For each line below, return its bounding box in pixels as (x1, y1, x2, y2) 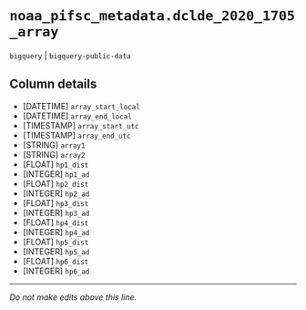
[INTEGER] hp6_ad (22, 265, 90, 276)
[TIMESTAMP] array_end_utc (22, 129, 131, 140)
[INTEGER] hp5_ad (22, 245, 90, 257)
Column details (9, 77, 97, 92)
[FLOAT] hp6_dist (22, 255, 89, 266)
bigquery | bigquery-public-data (9, 49, 131, 61)
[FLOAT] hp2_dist (22, 178, 89, 189)
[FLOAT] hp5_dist (22, 236, 89, 247)
